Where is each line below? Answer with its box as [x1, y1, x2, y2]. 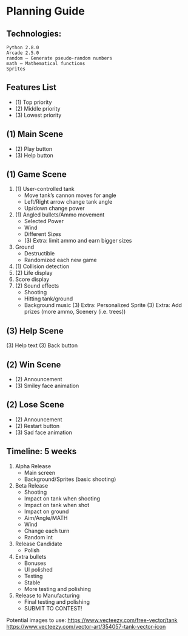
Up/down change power [24, 205, 85, 212]
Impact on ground [24, 508, 69, 515]
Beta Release [15, 482, 49, 489]
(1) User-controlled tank [15, 185, 75, 193]
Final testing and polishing [24, 598, 90, 606]
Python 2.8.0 [6, 44, 39, 50]
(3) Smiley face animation [15, 382, 79, 390]
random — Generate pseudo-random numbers [6, 55, 113, 61]
